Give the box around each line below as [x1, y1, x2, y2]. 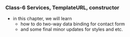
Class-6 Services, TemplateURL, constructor [5, 4, 120, 11]
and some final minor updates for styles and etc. [20, 26, 123, 32]
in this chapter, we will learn [12, 16, 72, 22]
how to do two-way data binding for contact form [20, 21, 125, 27]
